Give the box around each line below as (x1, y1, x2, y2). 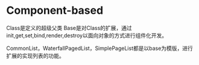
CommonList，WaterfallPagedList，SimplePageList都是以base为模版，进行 (6, 45, 193, 52)
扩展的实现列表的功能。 (6, 52, 65, 59)
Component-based (6, 4, 104, 17)
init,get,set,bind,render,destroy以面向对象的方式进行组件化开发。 (6, 31, 168, 39)
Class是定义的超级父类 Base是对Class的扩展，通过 (6, 24, 133, 31)
